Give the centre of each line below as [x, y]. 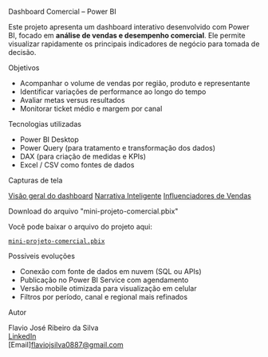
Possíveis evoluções [42, 256]
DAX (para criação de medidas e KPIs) [83, 156]
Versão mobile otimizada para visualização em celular [108, 288]
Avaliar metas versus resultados [72, 100]
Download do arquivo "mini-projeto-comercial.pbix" [93, 211]
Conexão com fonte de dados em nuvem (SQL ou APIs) [110, 271]
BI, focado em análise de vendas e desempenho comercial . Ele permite [127, 35]
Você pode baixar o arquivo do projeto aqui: [81, 227]
